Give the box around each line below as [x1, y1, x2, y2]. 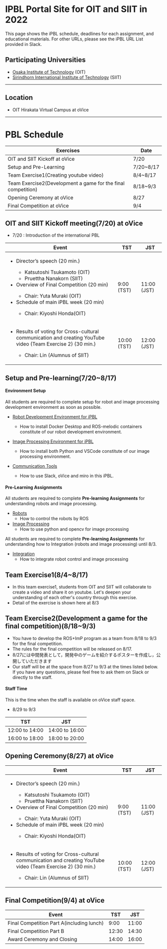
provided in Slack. [5, 41, 42, 47]
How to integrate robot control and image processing [19, 556, 128, 562]
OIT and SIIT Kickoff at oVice [7, 155, 75, 162]
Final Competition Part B [7, 928, 65, 935]
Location [5, 93, 33, 102]
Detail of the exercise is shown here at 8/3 [12, 600, 99, 606]
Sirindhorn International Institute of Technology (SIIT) [12, 74, 122, 80]
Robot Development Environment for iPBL [12, 413, 98, 420]
